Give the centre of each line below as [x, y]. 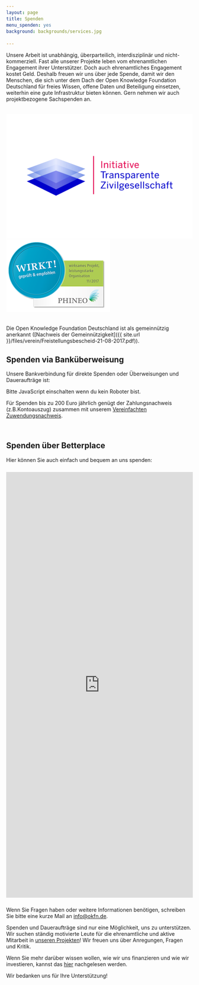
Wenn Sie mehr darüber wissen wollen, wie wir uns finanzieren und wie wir [98, 958]
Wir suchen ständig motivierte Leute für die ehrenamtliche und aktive [91, 933]
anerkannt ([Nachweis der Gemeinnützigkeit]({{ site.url [73, 335]
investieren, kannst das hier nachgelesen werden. [67, 964]
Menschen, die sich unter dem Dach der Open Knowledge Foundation [91, 81]
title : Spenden [25, 19]
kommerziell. [22, 62]
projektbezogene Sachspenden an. [49, 99]
